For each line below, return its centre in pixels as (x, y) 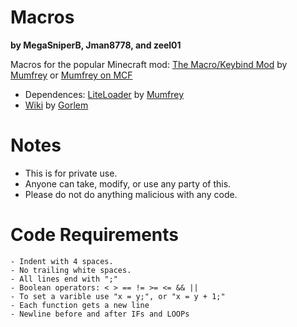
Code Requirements (95, 235)
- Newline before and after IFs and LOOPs (100, 314)
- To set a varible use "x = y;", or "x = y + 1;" (118, 296)
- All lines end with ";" (64, 279)
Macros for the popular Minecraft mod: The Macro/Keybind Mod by (149, 64)
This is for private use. (71, 173)
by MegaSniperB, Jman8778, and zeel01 (96, 45)
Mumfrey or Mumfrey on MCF (71, 75)
